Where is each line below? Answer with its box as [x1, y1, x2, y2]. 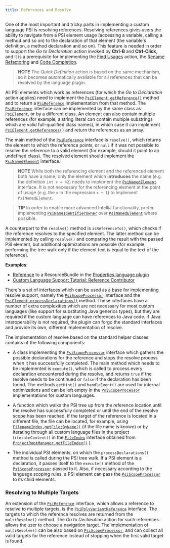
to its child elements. [12, 476, 56, 482]
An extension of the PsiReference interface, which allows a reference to [5, 500, 154, 506]
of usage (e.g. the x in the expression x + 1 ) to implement [17, 189, 138, 195]
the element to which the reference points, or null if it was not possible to [5, 142, 159, 148]
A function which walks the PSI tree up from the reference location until [12, 402, 162, 408]
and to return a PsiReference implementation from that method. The [5, 100, 146, 106]
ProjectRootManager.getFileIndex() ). [12, 439, 92, 445]
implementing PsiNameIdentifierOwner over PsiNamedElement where [17, 210, 158, 216]
